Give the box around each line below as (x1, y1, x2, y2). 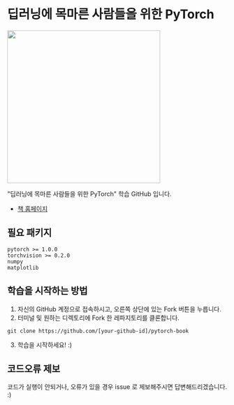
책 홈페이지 (17, 204, 48, 213)
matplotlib (7, 264, 39, 271)
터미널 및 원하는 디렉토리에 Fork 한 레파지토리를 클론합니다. (17, 314, 180, 322)
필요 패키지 (7, 227, 52, 239)
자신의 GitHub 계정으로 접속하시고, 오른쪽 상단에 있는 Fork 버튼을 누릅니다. (17, 304, 222, 313)
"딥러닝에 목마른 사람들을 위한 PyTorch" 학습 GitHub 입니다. (7, 189, 173, 198)
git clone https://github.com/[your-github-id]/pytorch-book (7, 327, 189, 334)
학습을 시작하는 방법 (7, 285, 88, 297)
